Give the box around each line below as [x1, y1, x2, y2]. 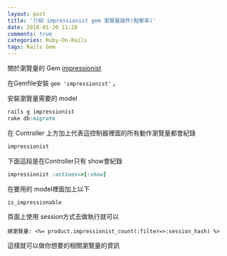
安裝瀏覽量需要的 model [7, 94, 78, 102]
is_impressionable [7, 198, 62, 206]
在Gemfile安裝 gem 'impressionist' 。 [7, 79, 120, 87]
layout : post [7, 10, 46, 18]
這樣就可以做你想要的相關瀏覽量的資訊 [7, 241, 120, 250]
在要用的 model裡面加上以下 [7, 184, 90, 193]
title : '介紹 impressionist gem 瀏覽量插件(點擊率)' [7, 17, 157, 24]
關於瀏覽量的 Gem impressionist [7, 64, 102, 72]
